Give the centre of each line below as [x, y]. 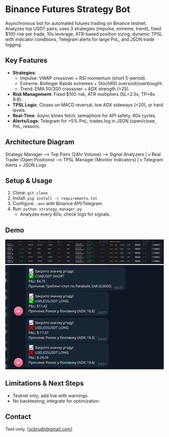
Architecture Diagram [40, 142]
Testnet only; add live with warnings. [51, 395]
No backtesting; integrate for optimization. [56, 401]
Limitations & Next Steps [45, 383]
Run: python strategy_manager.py [47, 209]
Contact [18, 417]
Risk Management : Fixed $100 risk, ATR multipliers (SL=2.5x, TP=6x [83, 94]
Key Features [26, 61]
